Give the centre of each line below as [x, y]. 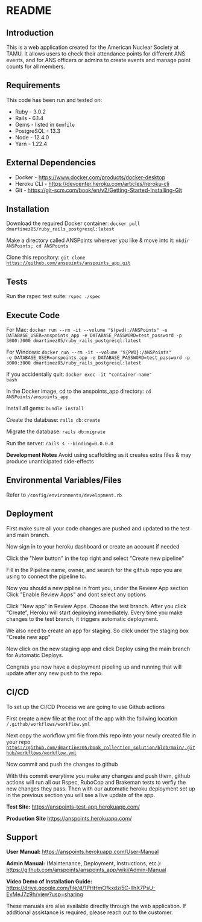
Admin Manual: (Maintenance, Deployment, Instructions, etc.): [84, 863]
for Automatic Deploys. [35, 655]
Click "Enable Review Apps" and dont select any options [76, 594]
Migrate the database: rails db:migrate [56, 431]
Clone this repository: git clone [46, 258]
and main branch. [28, 535]
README [29, 11]
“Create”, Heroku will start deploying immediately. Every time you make [94, 612]
